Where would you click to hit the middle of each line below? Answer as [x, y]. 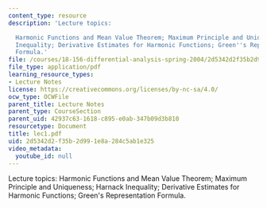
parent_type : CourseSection [55, 112]
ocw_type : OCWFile [39, 96]
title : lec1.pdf [35, 134]
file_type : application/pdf [55, 67]
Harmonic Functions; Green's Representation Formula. [97, 195]
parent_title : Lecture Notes [56, 104]
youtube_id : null [44, 156]
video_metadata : [35, 148]
